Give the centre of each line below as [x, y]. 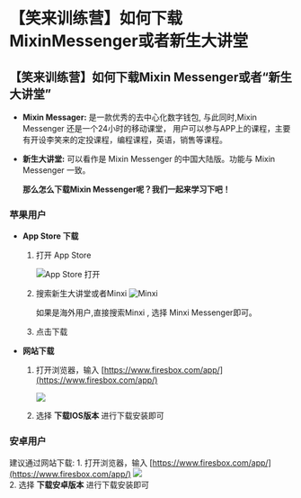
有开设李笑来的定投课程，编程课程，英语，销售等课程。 [124, 140]
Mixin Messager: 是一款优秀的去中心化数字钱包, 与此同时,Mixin [140, 117]
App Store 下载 [50, 236]
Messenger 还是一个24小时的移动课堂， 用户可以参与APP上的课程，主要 [156, 128]
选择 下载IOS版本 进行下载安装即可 [100, 416]
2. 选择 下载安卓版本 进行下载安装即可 [80, 484]
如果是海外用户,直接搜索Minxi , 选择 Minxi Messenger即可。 [146, 312]
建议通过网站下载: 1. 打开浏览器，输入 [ [81, 462]
